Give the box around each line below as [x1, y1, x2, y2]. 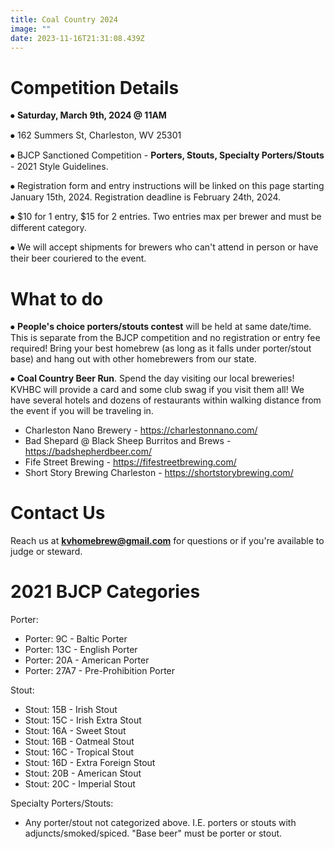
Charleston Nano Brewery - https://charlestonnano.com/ [24, 424, 258, 436]
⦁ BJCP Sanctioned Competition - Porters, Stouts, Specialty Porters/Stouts [10, 149, 325, 161]
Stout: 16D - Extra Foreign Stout [24, 757, 156, 769]
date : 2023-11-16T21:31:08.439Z [10, 33, 145, 43]
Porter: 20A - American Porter [24, 654, 150, 666]
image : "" [10, 24, 52, 34]
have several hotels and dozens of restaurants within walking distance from [10, 394, 322, 406]
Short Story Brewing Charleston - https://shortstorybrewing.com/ [24, 467, 294, 479]
